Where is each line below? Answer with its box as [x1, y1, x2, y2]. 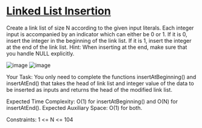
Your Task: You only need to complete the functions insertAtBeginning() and [6, 73, 197, 80]
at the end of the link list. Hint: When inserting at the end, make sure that [6, 43, 187, 51]
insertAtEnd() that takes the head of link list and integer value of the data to [6, 80, 194, 87]
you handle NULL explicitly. [6, 50, 75, 57]
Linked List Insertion [6, 4, 111, 18]
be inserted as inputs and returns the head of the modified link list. [6, 86, 173, 93]
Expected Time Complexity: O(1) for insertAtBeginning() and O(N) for [6, 98, 178, 105]
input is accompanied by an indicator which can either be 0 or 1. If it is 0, [6, 30, 188, 37]
